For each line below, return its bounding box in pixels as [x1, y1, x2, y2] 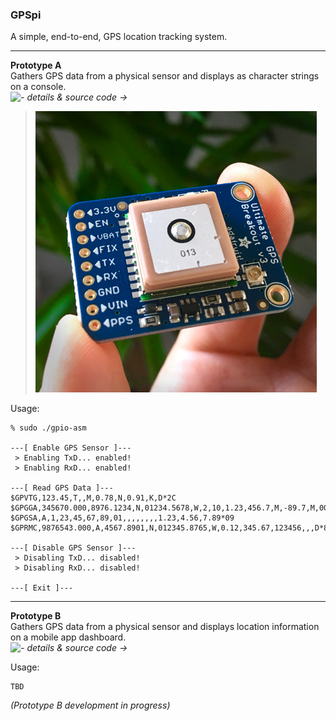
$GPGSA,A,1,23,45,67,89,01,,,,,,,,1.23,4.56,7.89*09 [10, 513, 235, 523]
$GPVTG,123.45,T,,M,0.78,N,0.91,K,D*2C [10, 493, 177, 503]
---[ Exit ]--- [10, 583, 74, 593]
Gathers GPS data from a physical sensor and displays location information [10, 621, 320, 633]
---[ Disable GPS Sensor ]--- [10, 543, 137, 553]
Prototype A [10, 59, 62, 72]
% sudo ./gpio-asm [10, 423, 87, 433]
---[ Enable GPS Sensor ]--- [10, 443, 132, 453]
